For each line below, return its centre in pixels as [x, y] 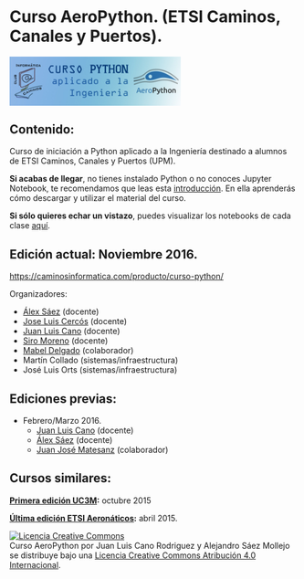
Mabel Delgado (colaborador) [78, 351]
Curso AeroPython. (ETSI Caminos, [145, 17]
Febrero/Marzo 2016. [62, 421]
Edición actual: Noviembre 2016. [104, 254]
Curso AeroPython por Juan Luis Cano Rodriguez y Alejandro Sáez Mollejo [150, 545]
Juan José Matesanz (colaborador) [102, 450]
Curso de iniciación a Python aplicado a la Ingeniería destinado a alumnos [148, 152]
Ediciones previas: [63, 399]
